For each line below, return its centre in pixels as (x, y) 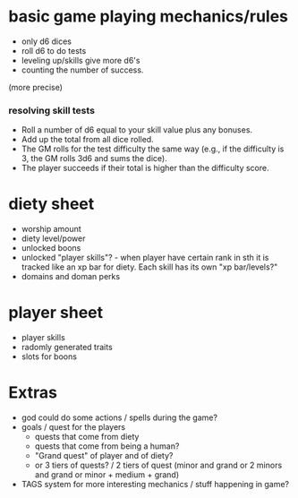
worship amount (51, 229)
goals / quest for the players (73, 427)
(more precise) (36, 87)
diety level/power (53, 238)
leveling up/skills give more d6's (81, 60)
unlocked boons (51, 248)
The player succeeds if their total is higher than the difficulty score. (145, 168)
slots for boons (49, 356)
